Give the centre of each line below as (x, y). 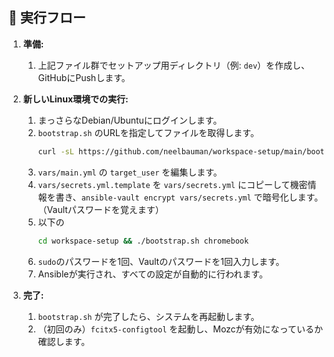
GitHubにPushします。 (84, 77)
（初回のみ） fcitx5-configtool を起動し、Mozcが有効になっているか (180, 329)
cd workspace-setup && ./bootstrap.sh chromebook (143, 241)
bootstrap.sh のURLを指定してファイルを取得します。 (148, 132)
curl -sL (56, 151)
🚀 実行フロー (47, 18)
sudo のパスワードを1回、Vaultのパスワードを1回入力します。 (161, 261)
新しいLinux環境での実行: (75, 99)
